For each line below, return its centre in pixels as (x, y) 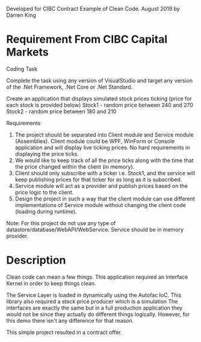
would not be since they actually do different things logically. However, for (98, 314)
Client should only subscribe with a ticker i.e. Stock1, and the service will (105, 173)
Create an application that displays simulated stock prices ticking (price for (99, 98)
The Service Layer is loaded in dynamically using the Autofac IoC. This (94, 295)
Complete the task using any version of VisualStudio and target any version (100, 80)
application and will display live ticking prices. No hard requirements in (102, 148)
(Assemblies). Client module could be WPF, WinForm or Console (95, 141)
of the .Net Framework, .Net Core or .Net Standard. (70, 87)
